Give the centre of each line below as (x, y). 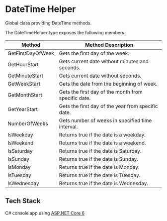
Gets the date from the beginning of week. (108, 84)
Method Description (109, 45)
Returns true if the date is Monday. (99, 167)
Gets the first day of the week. (94, 53)
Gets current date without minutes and (104, 61)
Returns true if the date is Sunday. (98, 159)
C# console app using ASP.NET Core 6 (45, 213)
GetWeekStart (24, 84)
